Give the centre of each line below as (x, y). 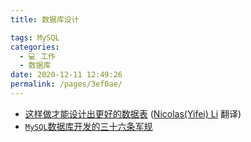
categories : (35, 47)
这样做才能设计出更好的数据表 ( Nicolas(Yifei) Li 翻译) (133, 113)
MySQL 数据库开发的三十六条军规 (88, 126)
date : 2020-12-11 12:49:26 (66, 75)
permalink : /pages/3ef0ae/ (66, 84)
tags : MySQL (35, 37)
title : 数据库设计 (45, 19)
